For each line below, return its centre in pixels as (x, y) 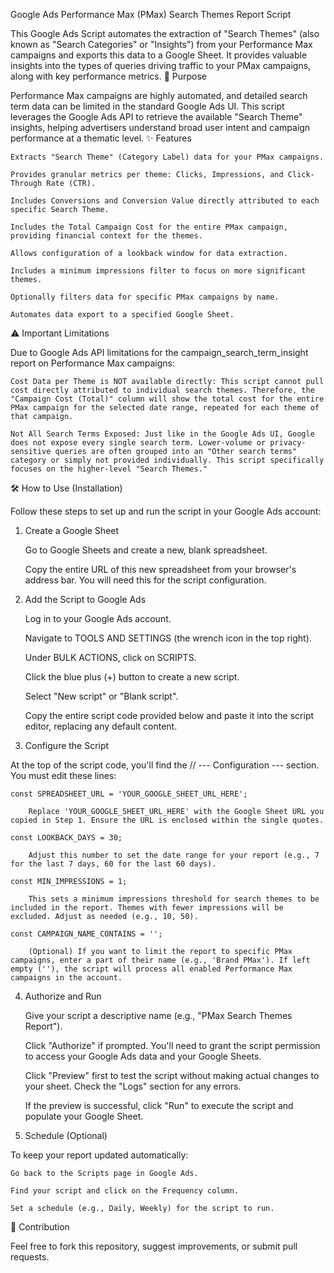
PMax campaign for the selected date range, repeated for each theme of (165, 408)
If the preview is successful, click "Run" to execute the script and (159, 1105)
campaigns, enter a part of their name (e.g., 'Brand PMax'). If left (160, 960)
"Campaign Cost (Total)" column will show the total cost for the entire (167, 399)
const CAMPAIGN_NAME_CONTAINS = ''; (86, 934)
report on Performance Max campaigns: (93, 363)
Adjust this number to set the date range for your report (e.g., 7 (174, 855)
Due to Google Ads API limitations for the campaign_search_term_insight (159, 352)
